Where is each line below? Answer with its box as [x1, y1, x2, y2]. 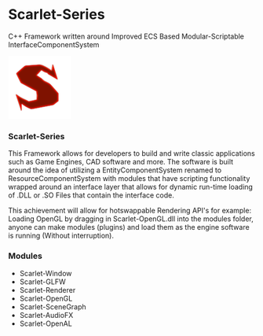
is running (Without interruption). [8, 231, 114, 241]
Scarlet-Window [19, 268, 72, 278]
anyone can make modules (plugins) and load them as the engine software [8, 223, 250, 232]
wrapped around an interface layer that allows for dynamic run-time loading [8, 183, 254, 192]
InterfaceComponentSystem [8, 39, 100, 49]
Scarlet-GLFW [19, 277, 66, 286]
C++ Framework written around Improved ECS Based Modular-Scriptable [8, 31, 245, 41]
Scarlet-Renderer [19, 285, 76, 294]
